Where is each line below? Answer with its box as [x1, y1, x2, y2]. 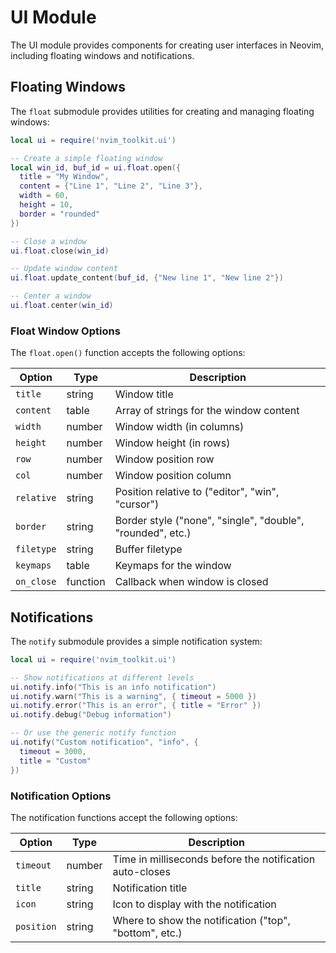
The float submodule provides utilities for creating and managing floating [10, 105, 315, 117]
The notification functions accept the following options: [10, 811, 238, 823]
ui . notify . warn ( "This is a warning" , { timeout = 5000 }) [10, 691, 257, 701]
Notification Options [10, 789, 112, 803]
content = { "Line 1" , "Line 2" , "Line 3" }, [19, 181, 203, 191]
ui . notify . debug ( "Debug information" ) [10, 710, 172, 720]
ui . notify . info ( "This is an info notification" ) [10, 682, 217, 692]
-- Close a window [10, 236, 87, 246]
